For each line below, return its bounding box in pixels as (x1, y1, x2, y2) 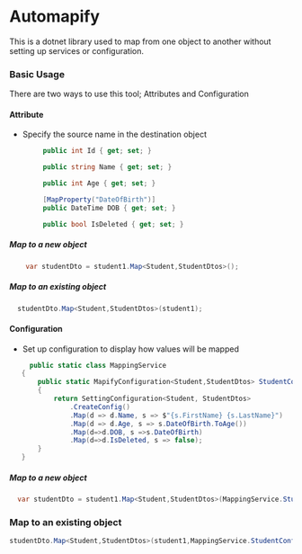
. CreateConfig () (69, 402, 130, 411)
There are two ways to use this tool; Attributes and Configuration (9, 88, 250, 100)
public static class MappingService (29, 361, 167, 370)
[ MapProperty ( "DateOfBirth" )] (42, 195, 156, 204)
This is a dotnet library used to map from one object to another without (9, 36, 271, 47)
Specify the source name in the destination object (22, 129, 207, 140)
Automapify (9, 6, 101, 27)
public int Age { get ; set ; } (42, 179, 156, 188)
